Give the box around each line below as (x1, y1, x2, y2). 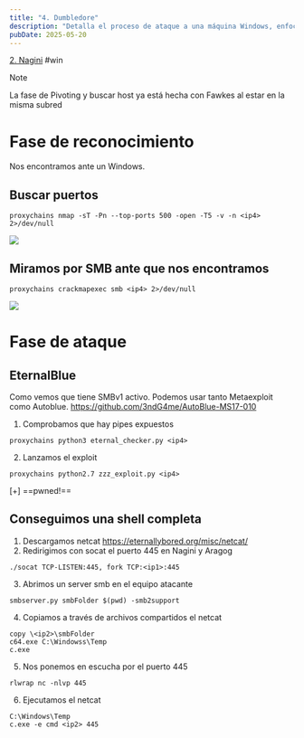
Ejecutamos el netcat (22, 694, 101, 705)
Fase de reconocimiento (9, 131, 195, 152)
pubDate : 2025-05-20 (9, 30, 88, 39)
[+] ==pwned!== (9, 485, 72, 496)
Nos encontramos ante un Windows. (9, 161, 146, 172)
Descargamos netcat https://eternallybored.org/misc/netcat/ (22, 535, 249, 546)
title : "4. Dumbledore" (9, 13, 100, 23)
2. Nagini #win (9, 55, 63, 66)
